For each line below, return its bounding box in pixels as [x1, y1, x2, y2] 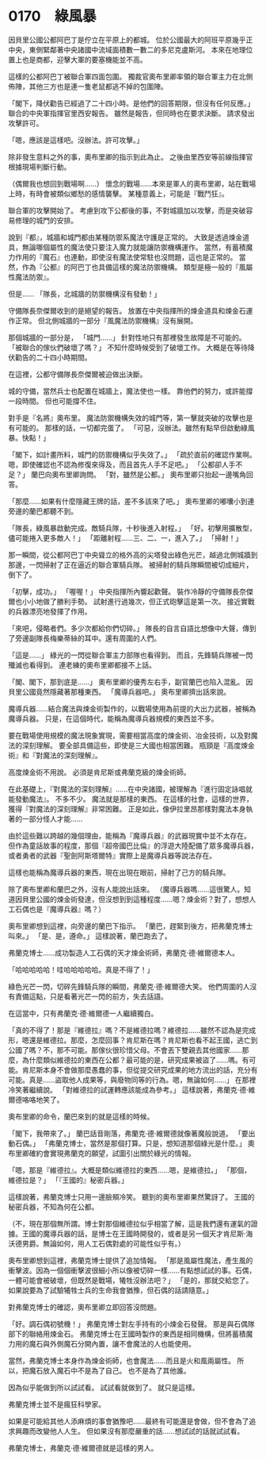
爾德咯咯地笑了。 [8, 1095, 64, 1104]
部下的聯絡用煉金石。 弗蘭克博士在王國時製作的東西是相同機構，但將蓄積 [8, 1329, 246, 1339]
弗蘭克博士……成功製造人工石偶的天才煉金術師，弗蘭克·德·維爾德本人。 [8, 948, 240, 957]
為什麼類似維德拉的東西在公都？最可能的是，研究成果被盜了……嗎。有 [21, 1055, 249, 1065]
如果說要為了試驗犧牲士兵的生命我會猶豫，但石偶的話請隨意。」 [8, 1285, 213, 1295]
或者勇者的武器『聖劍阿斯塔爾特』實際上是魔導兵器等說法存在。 [8, 850, 216, 860]
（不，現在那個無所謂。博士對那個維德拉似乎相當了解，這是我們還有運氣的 [8, 1219, 251, 1228]
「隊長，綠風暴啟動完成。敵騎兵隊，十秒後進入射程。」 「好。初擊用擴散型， [8, 523, 256, 533]
